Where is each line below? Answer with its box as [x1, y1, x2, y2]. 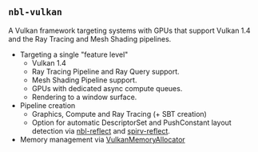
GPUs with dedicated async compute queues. [31, 83, 183, 93]
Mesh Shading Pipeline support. [31, 75, 137, 85]
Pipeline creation [19, 100, 76, 110]
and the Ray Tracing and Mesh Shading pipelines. [8, 34, 172, 43]
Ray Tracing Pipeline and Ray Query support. [31, 66, 180, 76]
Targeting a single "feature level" [19, 50, 129, 59]
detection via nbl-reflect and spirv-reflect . [31, 126, 170, 135]
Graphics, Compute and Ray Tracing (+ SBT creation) [31, 109, 208, 118]
